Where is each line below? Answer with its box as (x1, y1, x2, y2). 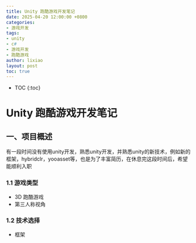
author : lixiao (6, 57, 43, 63)
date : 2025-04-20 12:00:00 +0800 (6, 14, 88, 20)
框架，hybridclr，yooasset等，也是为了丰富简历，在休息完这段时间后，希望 (6, 155, 188, 162)
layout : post (6, 63, 38, 69)
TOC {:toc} (14, 84, 41, 91)
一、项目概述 (6, 131, 53, 141)
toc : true (6, 68, 30, 74)
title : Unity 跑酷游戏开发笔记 (6, 8, 75, 15)
